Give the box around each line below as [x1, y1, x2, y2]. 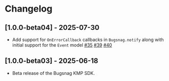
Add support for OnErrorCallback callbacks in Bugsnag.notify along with [12, 36, 164, 43]
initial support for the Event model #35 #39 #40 [12, 42, 112, 48]
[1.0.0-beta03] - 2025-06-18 [5, 57, 99, 65]
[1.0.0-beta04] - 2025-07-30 [5, 23, 100, 32]
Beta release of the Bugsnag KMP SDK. [12, 70, 95, 76]
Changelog [5, 3, 53, 15]
